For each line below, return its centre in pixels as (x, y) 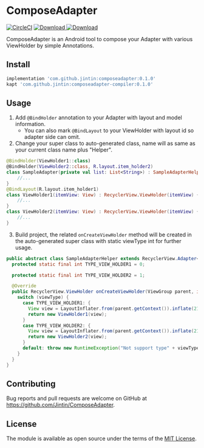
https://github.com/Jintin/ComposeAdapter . (61, 405)
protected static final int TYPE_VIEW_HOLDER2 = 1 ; (79, 275)
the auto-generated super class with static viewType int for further (98, 241)
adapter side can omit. (52, 137)
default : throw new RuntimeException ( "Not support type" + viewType (111, 348)
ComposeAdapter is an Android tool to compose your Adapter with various (100, 39)
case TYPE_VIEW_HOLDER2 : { (56, 326)
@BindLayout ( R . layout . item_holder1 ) (53, 189)
